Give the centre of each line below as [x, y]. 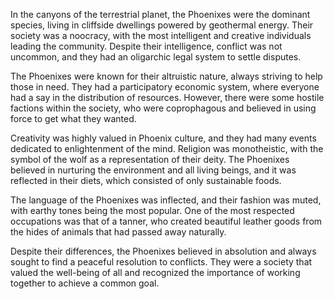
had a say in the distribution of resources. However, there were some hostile [167, 97]
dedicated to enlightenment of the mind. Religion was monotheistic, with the [167, 148]
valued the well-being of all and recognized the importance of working [155, 272]
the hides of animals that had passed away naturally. [118, 232]
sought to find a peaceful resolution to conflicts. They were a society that [161, 262]
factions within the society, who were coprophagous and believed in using [163, 108]
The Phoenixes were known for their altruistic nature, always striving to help [166, 76]
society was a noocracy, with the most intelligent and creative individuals [161, 35]
